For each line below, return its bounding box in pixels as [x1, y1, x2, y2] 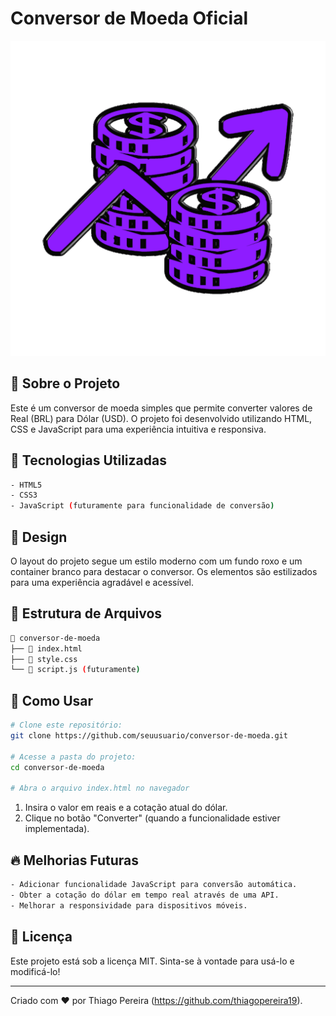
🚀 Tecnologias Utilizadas [10, 452, 167, 469]
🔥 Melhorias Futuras [10, 852, 140, 869]
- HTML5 [10, 480, 43, 490]
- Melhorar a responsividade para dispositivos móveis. [10, 900, 248, 911]
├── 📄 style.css [10, 654, 78, 664]
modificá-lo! [10, 965, 61, 977]
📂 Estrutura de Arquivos [10, 605, 163, 622]
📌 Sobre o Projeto [10, 375, 121, 392]
